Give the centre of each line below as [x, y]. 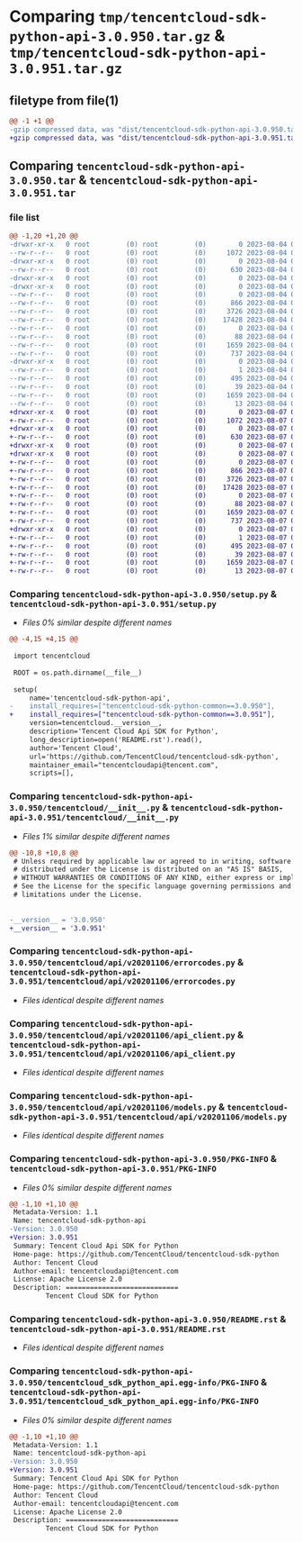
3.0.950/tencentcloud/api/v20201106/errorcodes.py [122, 963]
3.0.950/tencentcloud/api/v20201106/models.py [113, 1107]
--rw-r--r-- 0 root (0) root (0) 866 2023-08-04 [148, 304]
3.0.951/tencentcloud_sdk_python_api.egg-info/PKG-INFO [134, 1401]
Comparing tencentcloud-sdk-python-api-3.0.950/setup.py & [143, 594]
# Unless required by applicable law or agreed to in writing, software [152, 861]
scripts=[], [52, 773]
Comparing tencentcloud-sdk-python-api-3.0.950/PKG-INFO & [143, 1159]
